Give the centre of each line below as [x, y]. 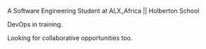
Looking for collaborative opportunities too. [70, 38]
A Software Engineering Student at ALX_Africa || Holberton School [103, 11]
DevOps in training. [35, 24]
